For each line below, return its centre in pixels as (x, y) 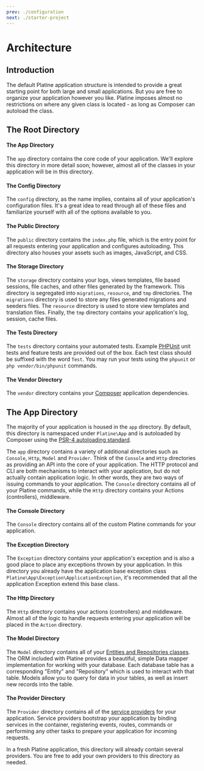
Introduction (30, 70)
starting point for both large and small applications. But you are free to (94, 91)
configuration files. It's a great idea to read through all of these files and (97, 206)
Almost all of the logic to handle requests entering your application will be (98, 618)
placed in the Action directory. (44, 624)
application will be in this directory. (50, 172)
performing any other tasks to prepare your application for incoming (92, 731)
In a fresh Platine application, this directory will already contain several (95, 749)
